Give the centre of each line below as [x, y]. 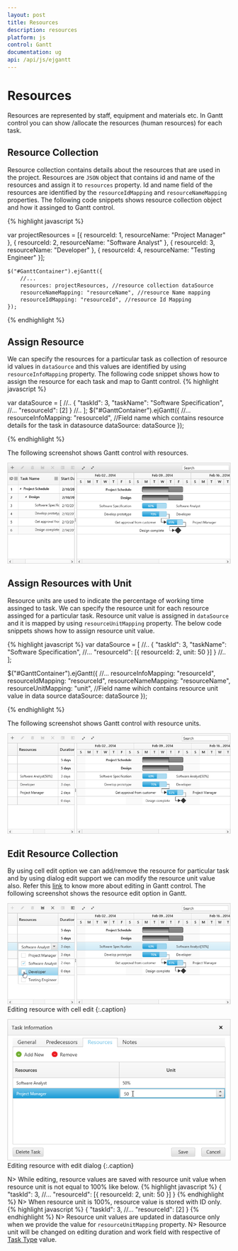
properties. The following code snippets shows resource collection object [115, 200]
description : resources [42, 30]
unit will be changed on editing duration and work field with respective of [114, 1232]
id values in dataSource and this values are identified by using [97, 367]
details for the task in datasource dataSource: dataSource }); [96, 426]
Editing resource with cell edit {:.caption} [67, 1009]
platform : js [27, 38]
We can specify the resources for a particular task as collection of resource [118, 359]
